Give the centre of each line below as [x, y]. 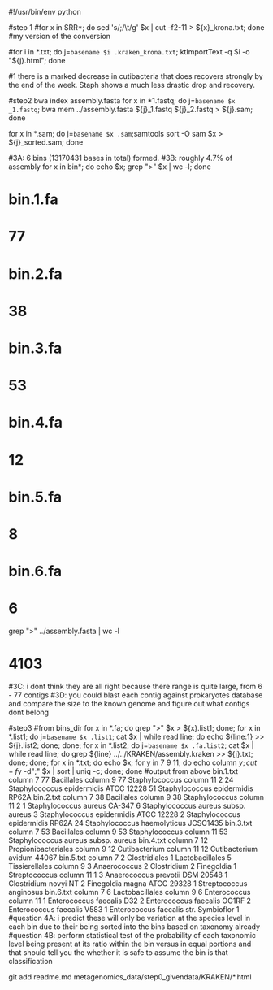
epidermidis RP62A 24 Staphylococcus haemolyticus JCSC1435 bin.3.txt [130, 823]
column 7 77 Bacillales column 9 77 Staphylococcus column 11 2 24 [121, 779]
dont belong [29, 712]
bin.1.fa [33, 200]
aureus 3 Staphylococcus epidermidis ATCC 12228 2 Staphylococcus [125, 814]
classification [30, 961]
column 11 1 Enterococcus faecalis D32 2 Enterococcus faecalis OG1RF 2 [130, 901]
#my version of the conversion [60, 36]
